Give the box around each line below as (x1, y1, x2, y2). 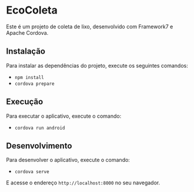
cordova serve (14, 169, 49, 175)
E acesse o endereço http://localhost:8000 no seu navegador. (6, 179, 160, 186)
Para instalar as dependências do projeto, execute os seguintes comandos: (6, 62, 188, 69)
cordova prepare (14, 81, 55, 87)
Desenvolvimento (6, 141, 72, 151)
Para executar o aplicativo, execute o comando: (6, 112, 122, 120)
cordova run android (14, 125, 65, 131)
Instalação (6, 47, 46, 57)
